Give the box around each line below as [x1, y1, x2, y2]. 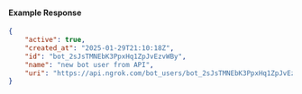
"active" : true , [24, 36, 87, 45]
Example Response [8, 7, 82, 18]
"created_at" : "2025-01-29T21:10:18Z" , [24, 43, 175, 53]
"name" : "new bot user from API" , [24, 60, 154, 69]
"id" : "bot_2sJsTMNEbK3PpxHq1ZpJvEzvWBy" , [24, 52, 187, 61]
